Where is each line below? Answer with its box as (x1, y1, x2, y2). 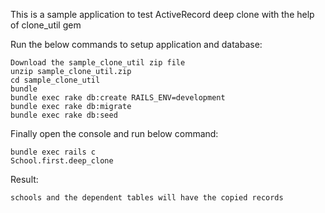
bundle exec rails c (10, 147, 97, 157)
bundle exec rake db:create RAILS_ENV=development (10, 93, 226, 103)
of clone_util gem (10, 19, 82, 31)
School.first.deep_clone (10, 156, 114, 166)
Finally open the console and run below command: (10, 128, 219, 139)
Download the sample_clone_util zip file (10, 58, 186, 68)
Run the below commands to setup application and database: (10, 39, 263, 50)
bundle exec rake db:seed (10, 110, 118, 120)
